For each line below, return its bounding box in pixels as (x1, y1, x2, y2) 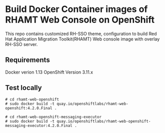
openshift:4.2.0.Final (5, 105, 52, 110)
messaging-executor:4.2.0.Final (5, 123, 72, 128)
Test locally (5, 83, 42, 92)
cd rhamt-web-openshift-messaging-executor (9, 114, 101, 119)
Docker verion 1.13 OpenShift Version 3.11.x (5, 69, 93, 75)
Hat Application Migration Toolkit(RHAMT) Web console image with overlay (5, 36, 160, 42)
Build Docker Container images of (5, 3, 148, 15)
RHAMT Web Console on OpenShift (5, 14, 155, 25)
